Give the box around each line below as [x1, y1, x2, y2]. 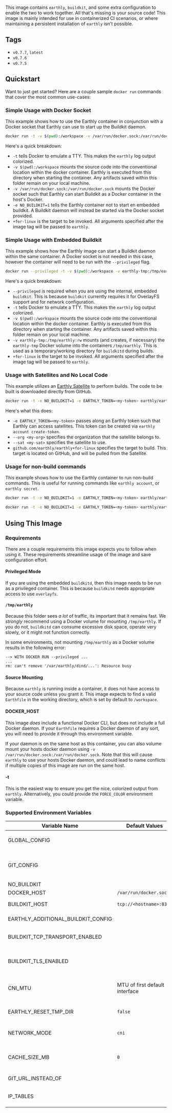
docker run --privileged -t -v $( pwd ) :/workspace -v [5, 269, 120, 274]
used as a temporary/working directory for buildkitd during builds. [12, 348, 155, 354]
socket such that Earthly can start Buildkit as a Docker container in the [12, 191, 161, 197]
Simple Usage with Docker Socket [5, 107, 91, 114]
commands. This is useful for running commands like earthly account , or [5, 480, 160, 486]
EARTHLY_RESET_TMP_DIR [8, 1009, 74, 1016]
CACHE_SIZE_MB [8, 1054, 50, 1061]
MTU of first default [117, 981, 165, 989]
